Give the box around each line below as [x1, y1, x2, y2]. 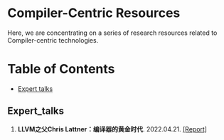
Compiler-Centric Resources [7, 5, 181, 21]
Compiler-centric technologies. [7, 36, 99, 44]
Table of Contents [7, 61, 115, 77]
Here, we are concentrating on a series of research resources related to [7, 28, 218, 37]
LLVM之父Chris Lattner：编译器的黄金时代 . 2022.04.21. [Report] [17, 124, 208, 133]
